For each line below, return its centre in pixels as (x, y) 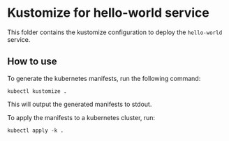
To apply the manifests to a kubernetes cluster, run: (81, 117)
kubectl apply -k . (36, 131)
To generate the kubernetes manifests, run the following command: (104, 78)
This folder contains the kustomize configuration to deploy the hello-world (115, 32)
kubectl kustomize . (37, 91)
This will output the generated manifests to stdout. (80, 104)
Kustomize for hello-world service (108, 13)
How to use (32, 62)
